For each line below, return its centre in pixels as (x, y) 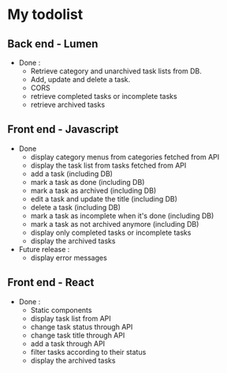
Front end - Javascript (63, 129)
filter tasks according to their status (88, 352)
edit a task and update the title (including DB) (104, 198)
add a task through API (68, 343)
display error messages (69, 258)
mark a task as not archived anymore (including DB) (115, 224)
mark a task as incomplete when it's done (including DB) (122, 216)
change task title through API (78, 335)
